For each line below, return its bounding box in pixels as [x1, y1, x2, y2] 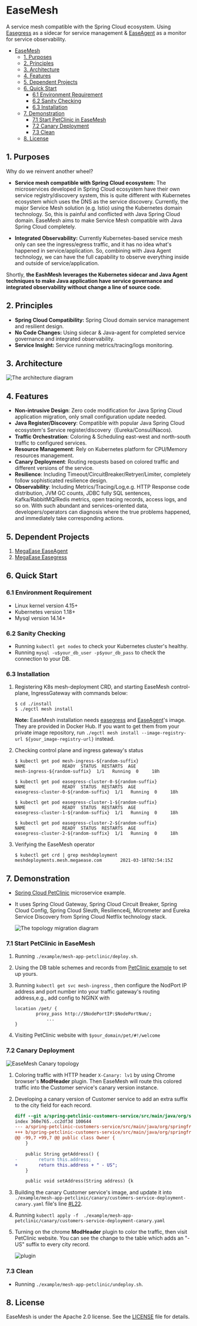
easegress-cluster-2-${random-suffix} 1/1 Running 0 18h [14, 831, 178, 837]
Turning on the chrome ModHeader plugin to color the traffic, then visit [14, 1229, 188, 1236]
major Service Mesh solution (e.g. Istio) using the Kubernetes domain [14, 204, 182, 211]
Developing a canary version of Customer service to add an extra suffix [14, 1095, 188, 1102]
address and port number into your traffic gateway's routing [14, 988, 160, 995]
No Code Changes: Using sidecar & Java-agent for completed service [14, 329, 185, 336]
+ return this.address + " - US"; [14, 1162, 118, 1168]
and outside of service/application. [14, 259, 99, 266]
